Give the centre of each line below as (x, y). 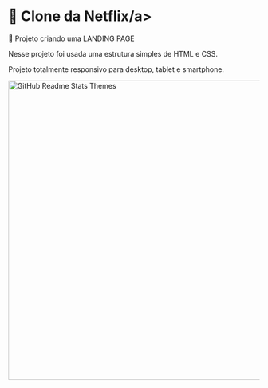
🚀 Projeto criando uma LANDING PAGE (71, 38)
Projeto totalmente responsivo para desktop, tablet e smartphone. (116, 69)
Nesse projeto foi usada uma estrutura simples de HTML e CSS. (113, 53)
